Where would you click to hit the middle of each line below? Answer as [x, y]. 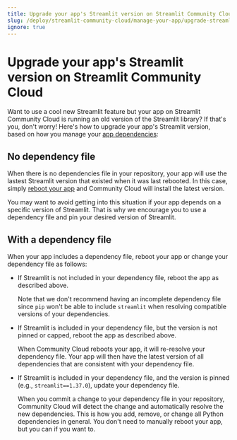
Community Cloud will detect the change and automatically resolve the [120, 406]
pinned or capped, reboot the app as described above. [97, 335]
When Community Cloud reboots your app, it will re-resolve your [111, 349]
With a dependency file [59, 239]
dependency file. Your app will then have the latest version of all [111, 356]
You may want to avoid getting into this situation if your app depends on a [114, 202]
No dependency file [51, 156]
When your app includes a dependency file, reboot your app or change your [118, 256]
